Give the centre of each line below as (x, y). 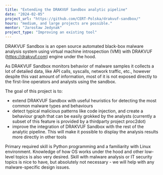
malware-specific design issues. (38, 167)
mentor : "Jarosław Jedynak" (34, 28)
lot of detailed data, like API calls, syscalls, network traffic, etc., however (78, 71)
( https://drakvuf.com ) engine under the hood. (51, 56)
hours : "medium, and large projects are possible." (59, 23)
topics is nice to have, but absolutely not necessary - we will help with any (80, 162)
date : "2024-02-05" (25, 14)
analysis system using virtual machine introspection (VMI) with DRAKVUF (79, 51)
